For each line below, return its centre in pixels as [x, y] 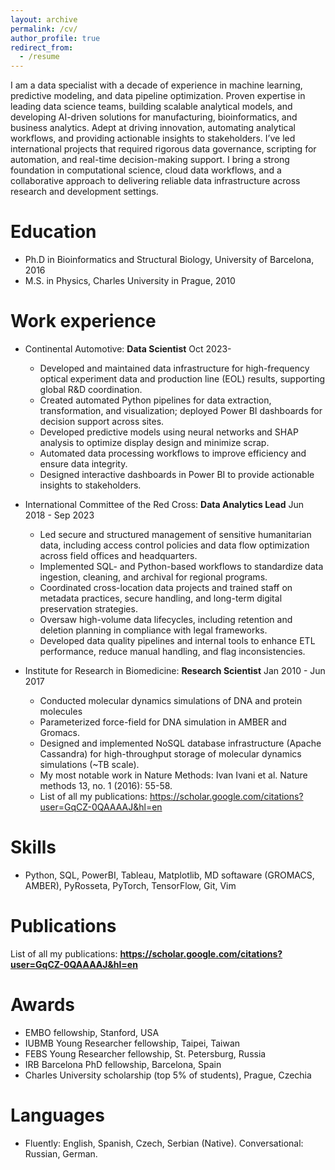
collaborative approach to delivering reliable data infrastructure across [155, 181]
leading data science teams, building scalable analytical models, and [151, 107]
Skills [33, 847]
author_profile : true [55, 38]
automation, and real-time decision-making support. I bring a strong [150, 160]
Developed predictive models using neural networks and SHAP [169, 432]
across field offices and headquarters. [118, 555]
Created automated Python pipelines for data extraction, [155, 400]
